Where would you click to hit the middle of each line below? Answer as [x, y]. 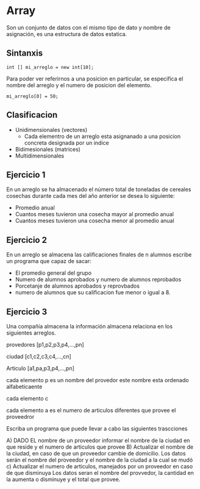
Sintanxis [25, 53]
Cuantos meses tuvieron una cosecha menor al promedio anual [95, 221]
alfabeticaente [24, 386]
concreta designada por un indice [66, 143]
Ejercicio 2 [27, 240]
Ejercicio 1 [26, 175]
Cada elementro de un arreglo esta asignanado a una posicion [102, 136]
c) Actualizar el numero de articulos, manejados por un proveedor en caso [100, 466]
